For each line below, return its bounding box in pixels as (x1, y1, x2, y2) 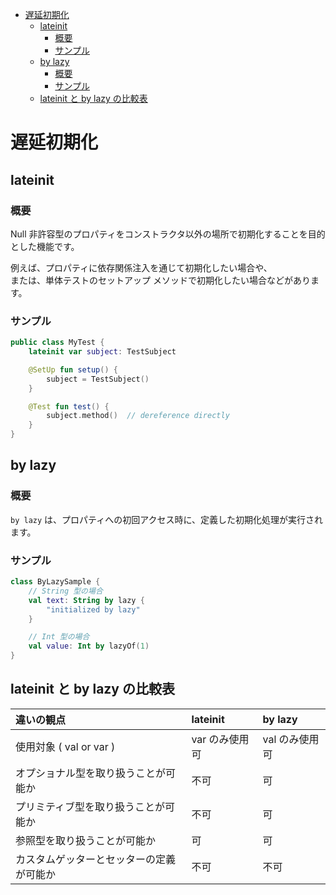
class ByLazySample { (10, 577, 101, 587)
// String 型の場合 (28, 586, 103, 596)
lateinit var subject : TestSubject (28, 347, 177, 357)
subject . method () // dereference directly (46, 411, 230, 421)
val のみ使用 (262, 732, 320, 746)
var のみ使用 (191, 732, 250, 746)
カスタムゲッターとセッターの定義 (15, 852, 177, 866)
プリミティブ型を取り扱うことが (15, 799, 166, 813)
